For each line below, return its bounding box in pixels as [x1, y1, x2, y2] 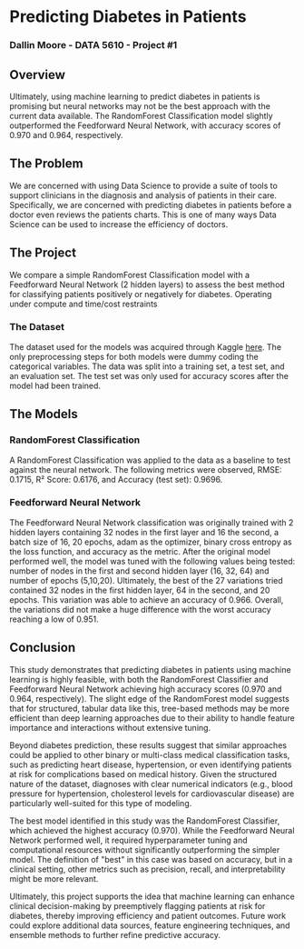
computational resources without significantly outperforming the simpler [9, 844, 280, 855]
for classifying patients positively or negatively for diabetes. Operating [9, 288, 272, 299]
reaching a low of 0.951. [9, 614, 100, 624]
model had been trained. [9, 380, 102, 391]
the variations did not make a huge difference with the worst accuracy [9, 604, 271, 614]
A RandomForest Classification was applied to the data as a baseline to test [9, 455, 291, 465]
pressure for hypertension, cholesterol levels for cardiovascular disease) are [9, 788, 295, 799]
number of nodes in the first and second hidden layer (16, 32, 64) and [9, 565, 270, 576]
